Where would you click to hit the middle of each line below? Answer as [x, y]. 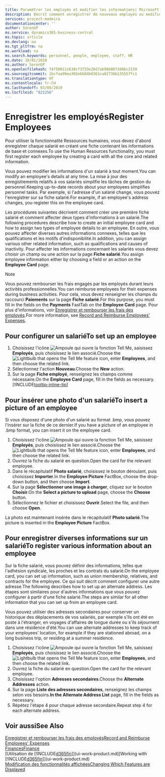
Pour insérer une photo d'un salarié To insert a [76, 400]
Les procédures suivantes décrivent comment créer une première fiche [77, 212]
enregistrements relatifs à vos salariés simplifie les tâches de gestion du [78, 182]
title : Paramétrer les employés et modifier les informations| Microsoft [82, 10]
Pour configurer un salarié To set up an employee [81, 336]
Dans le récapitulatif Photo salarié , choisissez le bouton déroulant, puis [84, 471]
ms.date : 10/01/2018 [26, 60]
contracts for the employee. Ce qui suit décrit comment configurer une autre [82, 581]
